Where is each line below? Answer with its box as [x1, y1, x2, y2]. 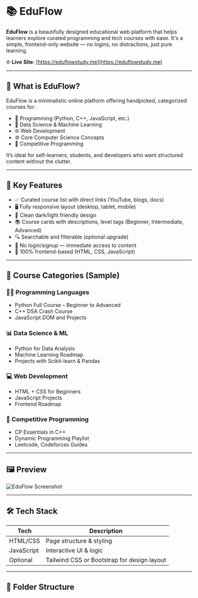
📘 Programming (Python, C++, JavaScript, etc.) [14, 114, 130, 121]
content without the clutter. [6, 157, 72, 165]
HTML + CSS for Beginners [14, 388, 81, 395]
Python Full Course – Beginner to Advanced [14, 302, 121, 309]
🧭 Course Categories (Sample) [6, 270, 120, 280]
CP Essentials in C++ [14, 428, 66, 436]
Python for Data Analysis [14, 345, 75, 352]
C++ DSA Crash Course [14, 308, 72, 315]
